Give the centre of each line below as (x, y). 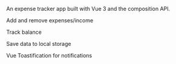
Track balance (24, 32)
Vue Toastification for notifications (49, 56)
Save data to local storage (39, 44)
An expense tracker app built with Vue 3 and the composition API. (88, 9)
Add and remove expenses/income (50, 20)
